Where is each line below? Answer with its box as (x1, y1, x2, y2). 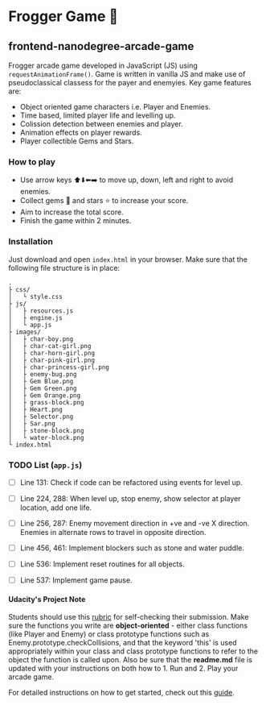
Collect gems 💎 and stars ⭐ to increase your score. (19, 196, 189, 205)
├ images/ (8, 328, 42, 336)
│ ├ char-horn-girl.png (8, 349, 95, 357)
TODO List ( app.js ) (8, 459, 83, 471)
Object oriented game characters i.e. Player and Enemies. (19, 102, 211, 111)
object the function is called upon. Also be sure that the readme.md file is (8, 655, 253, 665)
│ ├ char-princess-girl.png (8, 363, 110, 371)
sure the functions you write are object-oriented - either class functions (8, 620, 248, 631)
